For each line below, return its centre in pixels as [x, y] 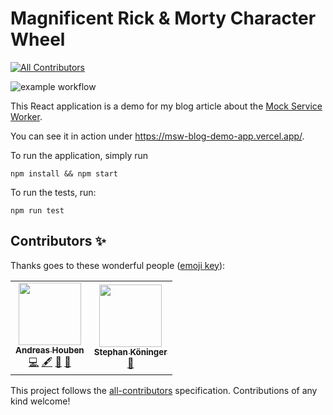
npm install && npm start [64, 173]
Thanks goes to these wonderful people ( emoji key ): [118, 265]
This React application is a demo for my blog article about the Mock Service [166, 106]
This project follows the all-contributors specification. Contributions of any [164, 390]
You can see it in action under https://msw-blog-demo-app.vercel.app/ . [157, 136]
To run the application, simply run [79, 155]
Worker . [26, 116]
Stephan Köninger [130, 352]
